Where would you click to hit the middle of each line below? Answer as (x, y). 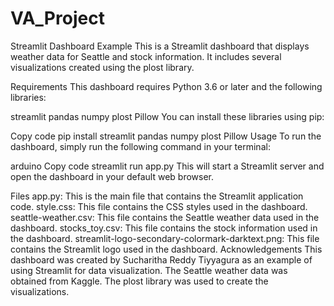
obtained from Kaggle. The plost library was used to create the (139, 281)
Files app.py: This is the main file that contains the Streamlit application (157, 196)
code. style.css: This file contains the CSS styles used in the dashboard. (159, 206)
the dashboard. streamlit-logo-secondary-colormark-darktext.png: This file (165, 238)
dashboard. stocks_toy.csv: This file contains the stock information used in (164, 228)
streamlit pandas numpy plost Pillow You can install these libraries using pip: (167, 116)
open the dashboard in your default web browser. (112, 176)
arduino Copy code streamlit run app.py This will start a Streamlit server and (167, 166)
